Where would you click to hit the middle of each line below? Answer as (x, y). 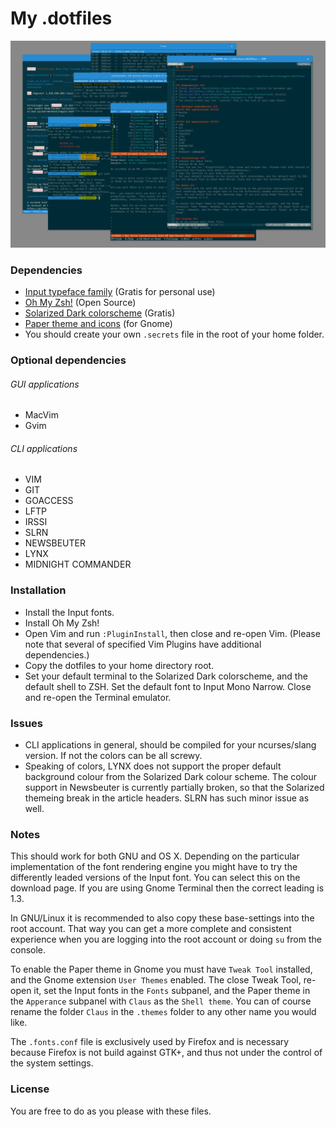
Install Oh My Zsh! (62, 623)
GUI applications (45, 384)
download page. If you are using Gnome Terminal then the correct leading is (167, 888)
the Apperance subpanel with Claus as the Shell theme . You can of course (161, 1001)
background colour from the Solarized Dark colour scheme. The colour (170, 776)
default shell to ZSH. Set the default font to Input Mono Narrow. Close (168, 686)
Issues (27, 723)
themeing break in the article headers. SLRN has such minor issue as (167, 798)
